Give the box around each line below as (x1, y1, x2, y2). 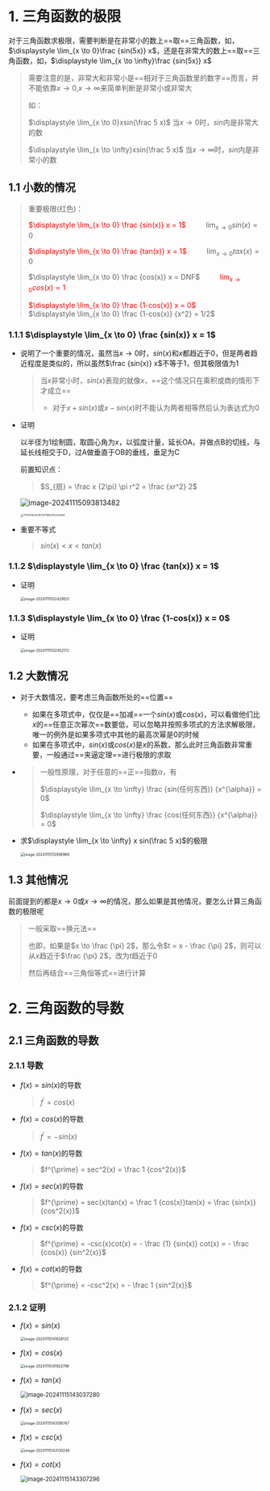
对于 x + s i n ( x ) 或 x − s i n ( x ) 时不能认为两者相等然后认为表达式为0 (52, 403, 260, 413)
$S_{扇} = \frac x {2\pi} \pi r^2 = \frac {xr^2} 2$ (39, 482, 197, 491)
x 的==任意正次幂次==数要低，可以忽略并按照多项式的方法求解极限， (31, 719, 260, 729)
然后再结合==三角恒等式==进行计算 (27, 967, 147, 978)
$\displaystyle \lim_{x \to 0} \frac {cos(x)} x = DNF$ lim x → (27, 272, 241, 284)
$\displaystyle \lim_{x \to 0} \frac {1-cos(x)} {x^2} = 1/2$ (27, 309, 215, 318)
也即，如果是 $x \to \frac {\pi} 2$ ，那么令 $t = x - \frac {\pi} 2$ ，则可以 (27, 941, 262, 950)
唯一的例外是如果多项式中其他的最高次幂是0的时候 (31, 729, 200, 739)
